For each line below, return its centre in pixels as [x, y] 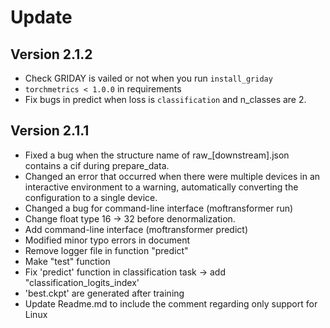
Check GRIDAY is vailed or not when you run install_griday [148, 78]
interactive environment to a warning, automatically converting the [161, 187]
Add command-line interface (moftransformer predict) [136, 229]
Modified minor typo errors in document [107, 240]
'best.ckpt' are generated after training [104, 293]
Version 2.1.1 [50, 131]
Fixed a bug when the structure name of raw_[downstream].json [157, 155]
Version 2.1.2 [51, 54]
